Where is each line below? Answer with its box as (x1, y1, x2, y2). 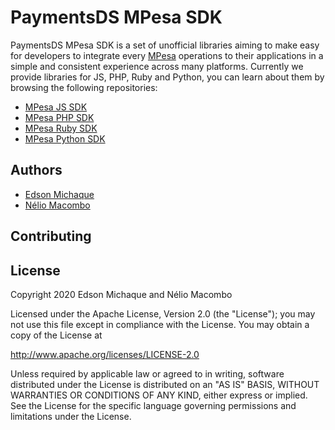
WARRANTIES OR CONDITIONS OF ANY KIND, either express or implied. (10, 389, 308, 401)
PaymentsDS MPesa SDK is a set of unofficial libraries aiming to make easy (10, 39, 320, 51)
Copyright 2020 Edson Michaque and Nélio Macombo (10, 288, 233, 300)
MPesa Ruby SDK (24, 122, 98, 134)
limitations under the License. (10, 410, 132, 422)
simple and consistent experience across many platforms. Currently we (10, 60, 304, 72)
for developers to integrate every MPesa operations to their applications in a (10, 49, 324, 61)
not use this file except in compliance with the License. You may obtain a (10, 318, 310, 330)
